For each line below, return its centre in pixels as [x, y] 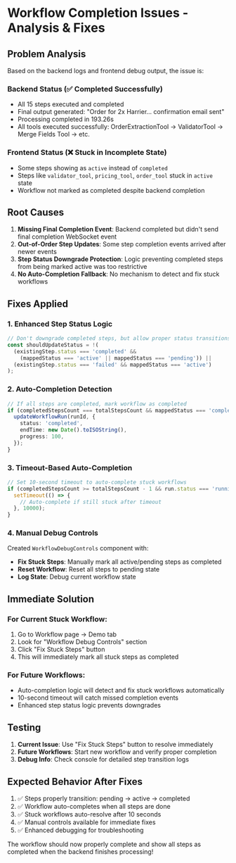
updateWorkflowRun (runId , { [55, 417]
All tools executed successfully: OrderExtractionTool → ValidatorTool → [120, 127]
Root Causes [36, 212]
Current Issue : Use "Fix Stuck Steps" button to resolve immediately [115, 745]
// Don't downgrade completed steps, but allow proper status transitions [119, 339]
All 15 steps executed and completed [71, 104]
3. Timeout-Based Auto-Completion [70, 467]
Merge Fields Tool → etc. [53, 134]
